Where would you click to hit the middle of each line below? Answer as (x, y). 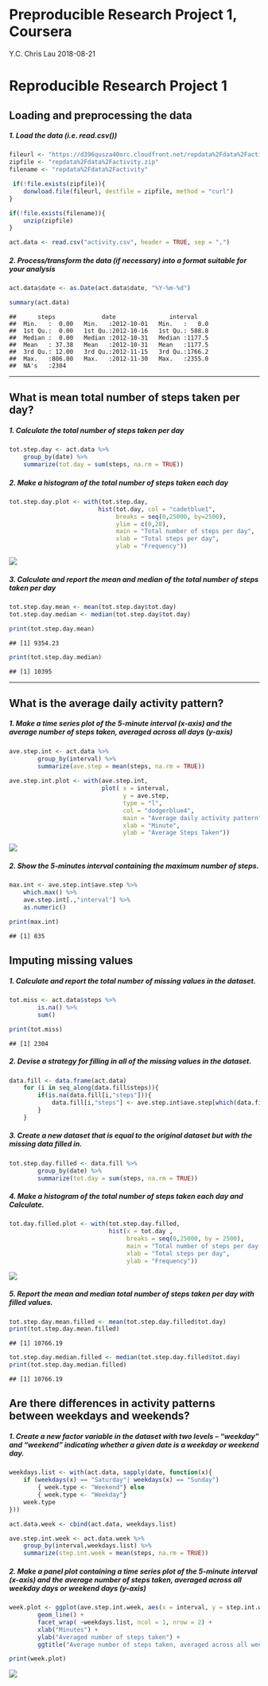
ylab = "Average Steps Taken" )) (176, 833)
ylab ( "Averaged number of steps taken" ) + (109, 1637)
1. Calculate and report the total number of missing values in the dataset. (133, 981)
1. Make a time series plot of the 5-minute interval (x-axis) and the (121, 724)
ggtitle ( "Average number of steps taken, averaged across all (143, 1645)
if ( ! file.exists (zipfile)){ (59, 184)
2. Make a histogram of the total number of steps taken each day (119, 482)
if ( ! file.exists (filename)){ (57, 213)
